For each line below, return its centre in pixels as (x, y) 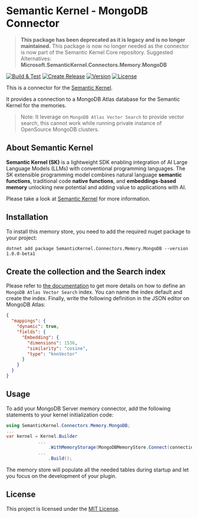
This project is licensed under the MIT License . (63, 509)
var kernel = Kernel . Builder (42, 437)
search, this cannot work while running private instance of (91, 123)
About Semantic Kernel (49, 148)
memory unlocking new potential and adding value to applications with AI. (96, 187)
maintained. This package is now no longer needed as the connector (105, 46)
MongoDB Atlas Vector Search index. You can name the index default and (94, 292)
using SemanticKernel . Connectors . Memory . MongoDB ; (68, 425)
